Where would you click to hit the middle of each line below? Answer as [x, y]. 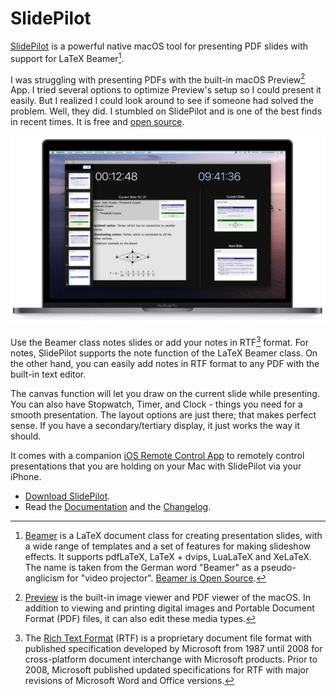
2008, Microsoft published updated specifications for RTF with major [167, 670]
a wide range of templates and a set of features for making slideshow [168, 546]
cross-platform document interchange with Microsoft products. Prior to [171, 659]
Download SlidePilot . [67, 496]
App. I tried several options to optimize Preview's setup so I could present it [166, 90]
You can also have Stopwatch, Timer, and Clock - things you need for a [156, 404]
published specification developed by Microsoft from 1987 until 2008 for [173, 649]
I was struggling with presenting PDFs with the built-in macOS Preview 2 [158, 79]
